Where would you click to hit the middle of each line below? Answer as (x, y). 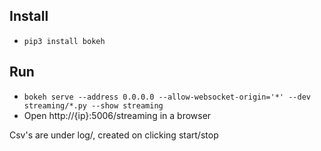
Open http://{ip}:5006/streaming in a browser (117, 115)
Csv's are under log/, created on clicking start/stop (114, 135)
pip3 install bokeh (64, 41)
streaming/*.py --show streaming (93, 105)
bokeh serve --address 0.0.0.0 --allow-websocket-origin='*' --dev (167, 97)
